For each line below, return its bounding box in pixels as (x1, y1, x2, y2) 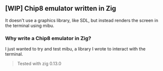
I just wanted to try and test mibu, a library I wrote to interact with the (5, 46, 146, 52)
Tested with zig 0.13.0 (17, 61, 62, 67)
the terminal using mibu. (5, 23, 54, 28)
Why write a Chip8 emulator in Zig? (5, 35, 91, 42)
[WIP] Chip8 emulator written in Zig (5, 4, 117, 13)
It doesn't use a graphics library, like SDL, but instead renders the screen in (5, 17, 159, 23)
